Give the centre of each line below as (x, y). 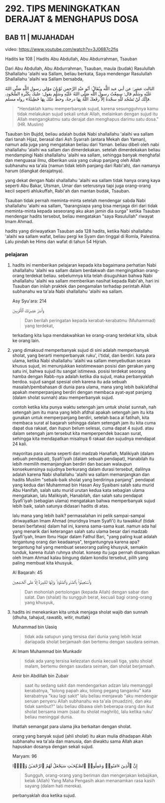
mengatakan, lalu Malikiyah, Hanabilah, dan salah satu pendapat (77, 496)
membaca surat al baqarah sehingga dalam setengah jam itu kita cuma (84, 423)
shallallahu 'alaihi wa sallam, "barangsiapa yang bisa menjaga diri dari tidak (82, 206)
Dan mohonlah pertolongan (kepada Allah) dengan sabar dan (86, 592)
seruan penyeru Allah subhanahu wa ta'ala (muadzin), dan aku (88, 701)
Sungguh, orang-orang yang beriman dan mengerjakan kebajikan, (91, 775)
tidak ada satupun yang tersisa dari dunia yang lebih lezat (83, 637)
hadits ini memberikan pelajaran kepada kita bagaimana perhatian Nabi (84, 265)
